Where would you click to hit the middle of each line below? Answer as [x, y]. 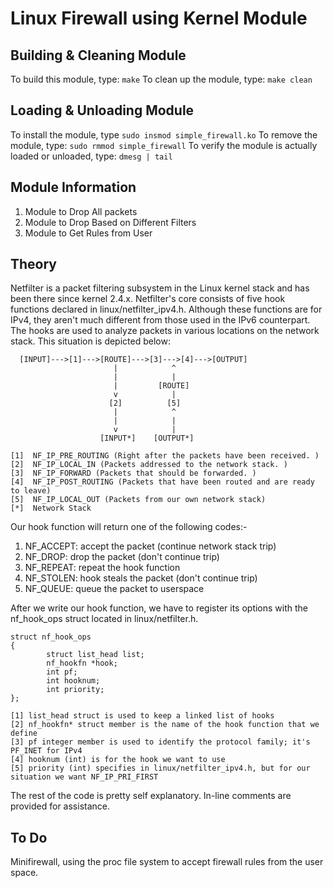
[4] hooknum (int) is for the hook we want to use [118, 760]
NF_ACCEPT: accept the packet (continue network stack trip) [150, 546]
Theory [34, 264]
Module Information [73, 187]
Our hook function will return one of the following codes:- [129, 527]
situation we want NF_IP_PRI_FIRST [84, 777]
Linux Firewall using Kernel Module [159, 18]
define [24, 733]
